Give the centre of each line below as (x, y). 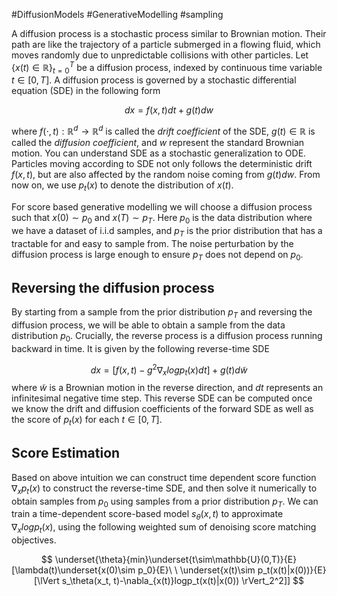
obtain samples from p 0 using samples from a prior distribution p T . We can (165, 502)
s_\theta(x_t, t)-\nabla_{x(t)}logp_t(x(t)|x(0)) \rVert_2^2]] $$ (182, 580)
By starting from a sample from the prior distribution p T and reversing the (162, 313)
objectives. (34, 540)
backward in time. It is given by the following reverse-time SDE (140, 348)
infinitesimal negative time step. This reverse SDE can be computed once (162, 398)
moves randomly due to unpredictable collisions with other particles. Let (160, 55)
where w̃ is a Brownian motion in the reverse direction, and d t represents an (167, 388)
